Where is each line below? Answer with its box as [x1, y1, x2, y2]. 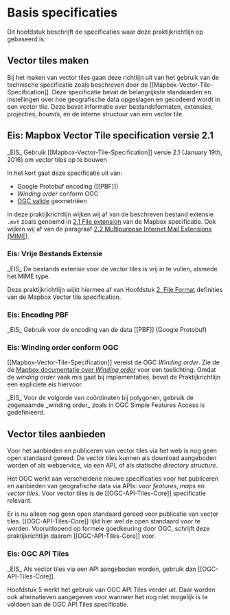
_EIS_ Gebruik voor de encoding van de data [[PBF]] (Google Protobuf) [7, 326, 207, 334]
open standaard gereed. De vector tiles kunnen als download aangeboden [7, 454, 217, 462]
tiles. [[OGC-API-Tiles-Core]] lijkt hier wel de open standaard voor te [7, 517, 201, 525]
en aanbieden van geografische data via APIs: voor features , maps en [7, 482, 205, 490]
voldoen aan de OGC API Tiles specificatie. [7, 600, 129, 608]
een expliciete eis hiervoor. [7, 380, 84, 388]
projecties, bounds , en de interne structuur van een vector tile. [7, 110, 184, 118]
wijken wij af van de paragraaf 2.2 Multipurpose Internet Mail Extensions [7, 225, 212, 233]
